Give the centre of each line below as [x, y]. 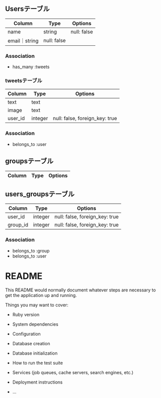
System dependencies [35, 324]
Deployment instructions [38, 382]
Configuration [26, 334]
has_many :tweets [31, 67]
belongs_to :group [31, 251]
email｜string [23, 40]
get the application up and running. [41, 295]
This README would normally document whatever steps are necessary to [80, 290]
